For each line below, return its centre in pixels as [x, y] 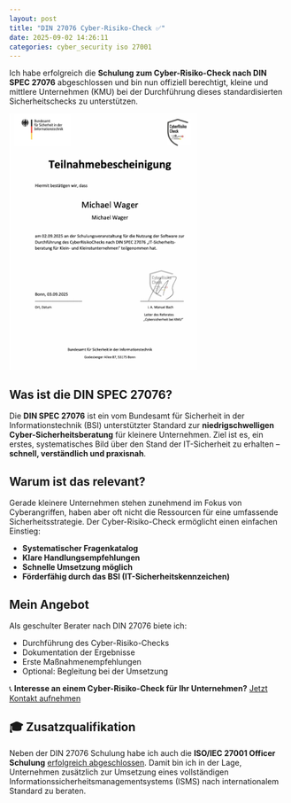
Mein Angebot [50, 604]
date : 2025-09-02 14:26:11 [59, 37]
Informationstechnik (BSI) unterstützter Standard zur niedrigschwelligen [142, 425]
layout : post [33, 19]
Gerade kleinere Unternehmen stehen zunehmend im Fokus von [126, 503]
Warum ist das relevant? [77, 482]
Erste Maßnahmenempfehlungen [81, 662]
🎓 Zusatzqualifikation [73, 727]
